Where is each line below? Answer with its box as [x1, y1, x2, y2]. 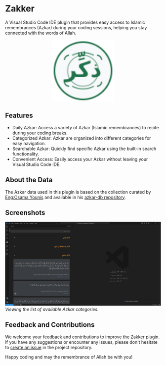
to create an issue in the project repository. [5, 344, 93, 350]
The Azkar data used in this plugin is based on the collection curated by [5, 189, 151, 195]
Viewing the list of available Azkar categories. [5, 307, 99, 313]
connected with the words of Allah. [5, 30, 77, 36]
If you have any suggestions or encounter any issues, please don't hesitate [5, 339, 158, 345]
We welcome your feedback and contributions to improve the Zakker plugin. [5, 334, 160, 340]
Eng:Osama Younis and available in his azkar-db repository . [5, 194, 126, 200]
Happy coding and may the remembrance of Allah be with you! [5, 354, 133, 360]
